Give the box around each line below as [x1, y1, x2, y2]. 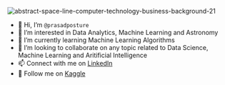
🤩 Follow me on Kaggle [17, 69, 86, 78]
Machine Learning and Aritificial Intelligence [17, 51, 148, 59]
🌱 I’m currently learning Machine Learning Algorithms [17, 36, 175, 44]
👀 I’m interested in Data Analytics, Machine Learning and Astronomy [17, 29, 219, 36]
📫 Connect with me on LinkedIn [17, 59, 113, 67]
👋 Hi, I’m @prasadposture [17, 21, 89, 29]
